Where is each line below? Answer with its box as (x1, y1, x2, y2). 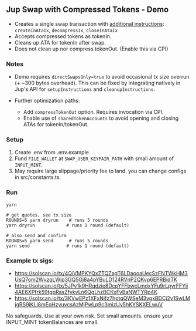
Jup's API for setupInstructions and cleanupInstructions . (14, 86, 156, 93)
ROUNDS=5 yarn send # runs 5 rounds (6, 238, 109, 244)
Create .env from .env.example (14, 149, 89, 156)
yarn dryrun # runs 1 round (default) (6, 222, 130, 228)
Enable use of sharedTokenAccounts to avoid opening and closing (23, 114, 179, 122)
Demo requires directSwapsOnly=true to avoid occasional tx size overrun (14, 73, 190, 80)
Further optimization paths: (14, 97, 80, 104)
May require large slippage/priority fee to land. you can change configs (14, 167, 187, 175)
